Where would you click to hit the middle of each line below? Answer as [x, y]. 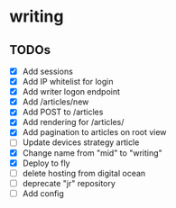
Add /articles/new [56, 102]
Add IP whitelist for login [68, 82]
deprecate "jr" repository [69, 183]
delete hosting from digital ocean [84, 173]
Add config [43, 193]
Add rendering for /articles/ [73, 122]
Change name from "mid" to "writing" [92, 153]
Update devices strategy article [81, 142]
